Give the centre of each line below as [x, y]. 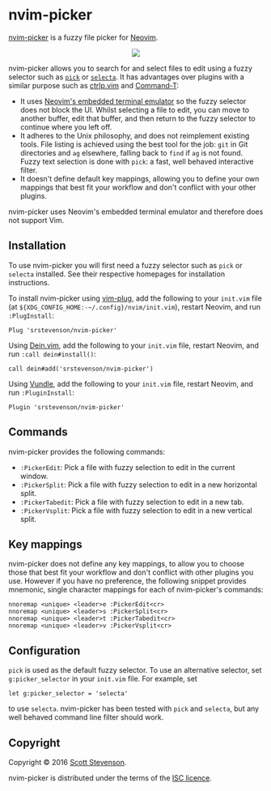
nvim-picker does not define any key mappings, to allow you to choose [127, 564]
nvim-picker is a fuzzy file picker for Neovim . [83, 37]
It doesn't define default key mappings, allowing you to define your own [140, 178]
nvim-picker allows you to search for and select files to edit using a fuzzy [131, 68]
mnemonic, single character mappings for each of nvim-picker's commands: [136, 590]
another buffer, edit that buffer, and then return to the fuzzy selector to [138, 118]
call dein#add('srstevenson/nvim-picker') [81, 369]
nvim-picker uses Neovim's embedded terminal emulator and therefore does [136, 212]
